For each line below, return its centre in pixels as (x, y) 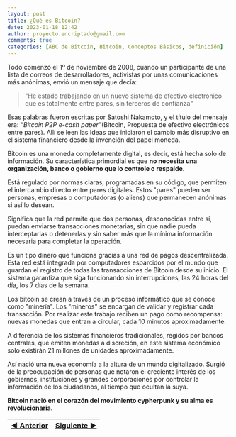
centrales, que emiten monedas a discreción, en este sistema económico (114, 343)
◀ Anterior (29, 425)
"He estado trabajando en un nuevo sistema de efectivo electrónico (123, 96)
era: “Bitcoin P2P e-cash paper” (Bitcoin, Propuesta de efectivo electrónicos (118, 125)
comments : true (30, 40)
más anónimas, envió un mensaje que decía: (72, 82)
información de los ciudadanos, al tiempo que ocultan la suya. (98, 387)
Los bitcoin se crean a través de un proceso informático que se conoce (111, 299)
